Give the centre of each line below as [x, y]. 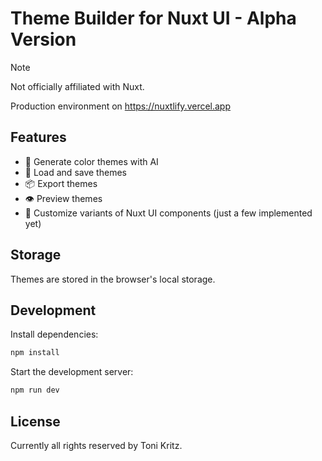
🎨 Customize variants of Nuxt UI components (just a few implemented [168, 213]
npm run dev [35, 390]
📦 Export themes [61, 183]
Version [43, 39]
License [35, 421]
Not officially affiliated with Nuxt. [77, 86]
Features [38, 137]
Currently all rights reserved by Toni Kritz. [96, 445]
